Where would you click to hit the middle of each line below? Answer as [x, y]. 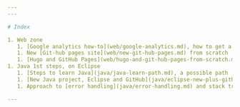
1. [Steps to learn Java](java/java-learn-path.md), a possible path [122, 73]
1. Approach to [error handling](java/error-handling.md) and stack [121, 86]
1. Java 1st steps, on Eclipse [54, 66]
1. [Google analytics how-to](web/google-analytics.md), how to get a [124, 46]
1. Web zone [25, 40]
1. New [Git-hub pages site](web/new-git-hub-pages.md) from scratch [122, 53]
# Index [19, 27]
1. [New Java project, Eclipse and [70, 79]
